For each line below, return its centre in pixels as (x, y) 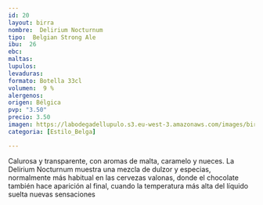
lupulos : (22, 67)
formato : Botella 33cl (45, 81)
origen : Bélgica (34, 102)
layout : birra (31, 23)
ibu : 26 (22, 45)
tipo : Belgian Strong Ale (52, 37)
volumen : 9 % (31, 88)
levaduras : (26, 74)
